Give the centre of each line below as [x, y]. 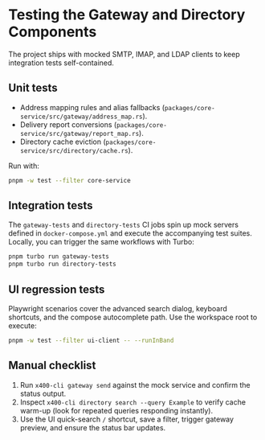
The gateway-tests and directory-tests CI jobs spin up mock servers [124, 225]
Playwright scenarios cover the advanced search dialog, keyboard [118, 308]
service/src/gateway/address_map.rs [81, 117]
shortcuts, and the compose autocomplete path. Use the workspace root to [133, 317]
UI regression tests [57, 289]
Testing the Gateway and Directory [127, 15]
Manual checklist [52, 366]
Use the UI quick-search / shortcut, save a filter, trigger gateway [127, 419]
